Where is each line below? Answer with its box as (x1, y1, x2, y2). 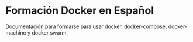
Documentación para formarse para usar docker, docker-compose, (5, 23, 167, 30)
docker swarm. (31, 29, 68, 36)
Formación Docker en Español (5, 4, 154, 17)
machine (5, 29, 27, 36)
